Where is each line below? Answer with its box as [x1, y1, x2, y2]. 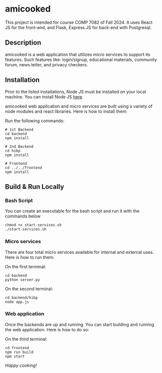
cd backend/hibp [5, 295, 38, 300]
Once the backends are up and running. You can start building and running [5, 321, 154, 327]
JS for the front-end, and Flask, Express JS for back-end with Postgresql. [5, 24, 152, 30]
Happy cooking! [5, 362, 37, 368]
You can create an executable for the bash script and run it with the [5, 208, 140, 214]
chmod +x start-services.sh [5, 223, 62, 228]
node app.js [5, 299, 29, 304]
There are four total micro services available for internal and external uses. [5, 249, 154, 255]
